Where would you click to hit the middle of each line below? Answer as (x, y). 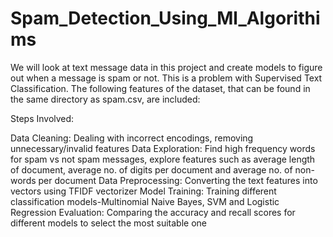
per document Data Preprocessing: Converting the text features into (178, 180)
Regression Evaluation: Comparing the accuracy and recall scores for (153, 212)
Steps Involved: (42, 118)
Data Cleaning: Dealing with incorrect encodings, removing (132, 138)
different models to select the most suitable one (109, 223)
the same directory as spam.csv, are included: (105, 99)
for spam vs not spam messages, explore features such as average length (163, 159)
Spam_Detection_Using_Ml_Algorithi (165, 18)
